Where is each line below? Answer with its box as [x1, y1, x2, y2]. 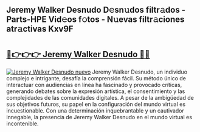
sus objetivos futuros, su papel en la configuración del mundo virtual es [6, 100, 186, 108]
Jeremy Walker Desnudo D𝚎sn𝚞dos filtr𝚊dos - [6, 5, 186, 15]
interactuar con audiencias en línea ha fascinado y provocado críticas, [6, 82, 182, 88]
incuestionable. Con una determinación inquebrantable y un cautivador [6, 107, 184, 114]
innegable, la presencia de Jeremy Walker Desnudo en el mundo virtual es [6, 114, 193, 120]
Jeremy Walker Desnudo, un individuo [92, 68, 187, 75]
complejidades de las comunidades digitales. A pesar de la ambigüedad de [6, 94, 195, 101]
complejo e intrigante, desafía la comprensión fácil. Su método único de [6, 75, 187, 82]
